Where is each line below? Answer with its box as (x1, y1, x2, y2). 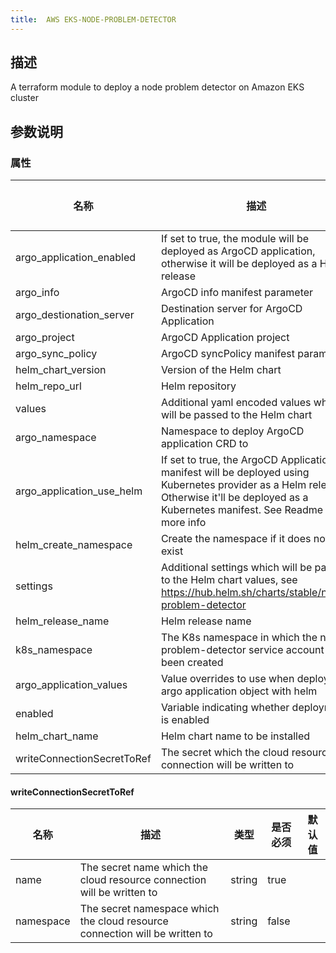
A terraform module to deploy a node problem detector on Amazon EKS (10, 81, 305, 93)
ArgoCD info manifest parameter (160, 286, 314, 300)
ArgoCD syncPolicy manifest (160, 347, 296, 361)
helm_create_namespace (15, 538, 133, 552)
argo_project (15, 331, 75, 345)
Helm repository (160, 379, 237, 393)
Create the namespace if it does (160, 532, 312, 546)
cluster (10, 92, 39, 104)
